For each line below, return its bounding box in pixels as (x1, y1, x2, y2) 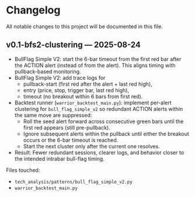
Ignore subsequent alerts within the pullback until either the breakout (23, 130, 190, 137)
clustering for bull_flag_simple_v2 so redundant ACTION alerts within (14, 105, 183, 112)
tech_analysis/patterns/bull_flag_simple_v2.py (14, 179, 133, 185)
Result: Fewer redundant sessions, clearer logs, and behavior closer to (14, 149, 184, 156)
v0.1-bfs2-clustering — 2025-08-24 (6, 40, 141, 50)
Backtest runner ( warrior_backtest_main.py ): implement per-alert (14, 99, 172, 106)
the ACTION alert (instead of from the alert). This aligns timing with (14, 62, 176, 69)
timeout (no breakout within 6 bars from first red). (23, 93, 143, 100)
